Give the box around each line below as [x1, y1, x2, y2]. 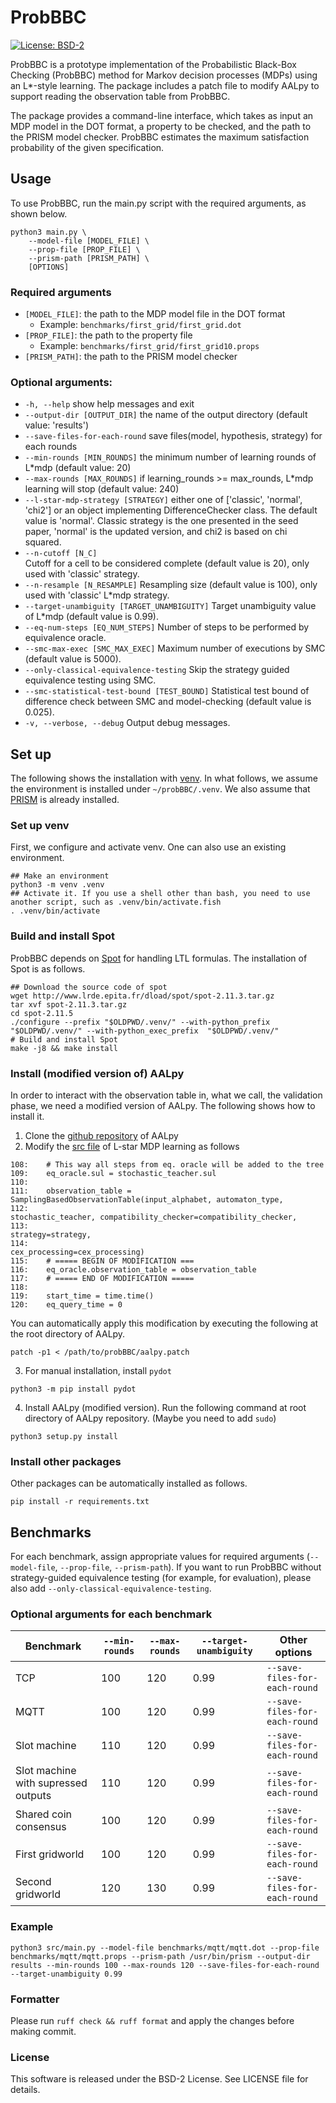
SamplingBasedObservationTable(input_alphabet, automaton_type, [10, 1195, 284, 1205]
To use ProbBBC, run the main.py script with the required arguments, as [10, 197, 307, 209]
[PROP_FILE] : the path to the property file [24, 329, 193, 341]
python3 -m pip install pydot [10, 1384, 137, 1395]
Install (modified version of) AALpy [10, 1066, 185, 1080]
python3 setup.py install [10, 1432, 118, 1442]
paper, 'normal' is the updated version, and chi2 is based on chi [24, 526, 288, 538]
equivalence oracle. [24, 632, 107, 644]
